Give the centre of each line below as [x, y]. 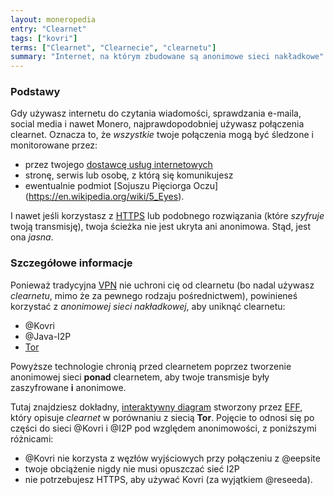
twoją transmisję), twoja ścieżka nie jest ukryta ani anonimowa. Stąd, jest [161, 227]
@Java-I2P [48, 336]
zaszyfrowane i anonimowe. [68, 387]
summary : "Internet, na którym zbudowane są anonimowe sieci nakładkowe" [167, 57]
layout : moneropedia [53, 19]
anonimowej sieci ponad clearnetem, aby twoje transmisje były [140, 377]
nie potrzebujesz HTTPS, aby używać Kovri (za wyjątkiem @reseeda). [168, 479]
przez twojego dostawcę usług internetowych [118, 165]
